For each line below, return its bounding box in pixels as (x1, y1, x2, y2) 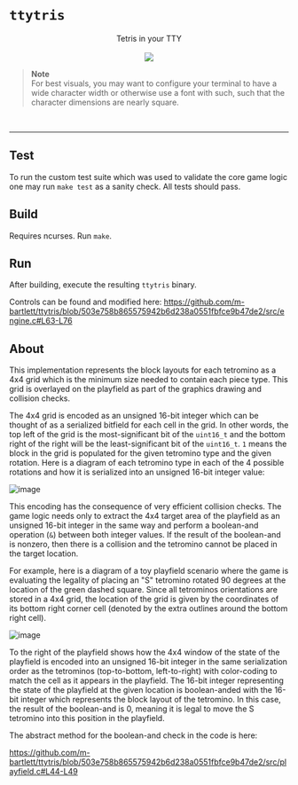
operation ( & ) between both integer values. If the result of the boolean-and (9, 530, 281, 540)
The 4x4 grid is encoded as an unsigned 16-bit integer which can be (9, 411, 259, 421)
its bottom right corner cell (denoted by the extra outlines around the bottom (9, 603, 288, 614)
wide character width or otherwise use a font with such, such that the (30, 87, 286, 98)
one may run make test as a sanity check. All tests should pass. (9, 181, 241, 192)
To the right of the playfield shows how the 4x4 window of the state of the (9, 647, 280, 658)
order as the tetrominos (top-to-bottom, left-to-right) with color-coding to (9, 666, 278, 677)
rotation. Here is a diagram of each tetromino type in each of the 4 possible (9, 458, 285, 468)
